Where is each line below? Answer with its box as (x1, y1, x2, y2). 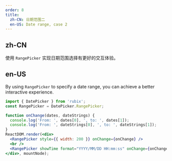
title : (5, 12, 19, 17)
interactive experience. (5, 89, 54, 95)
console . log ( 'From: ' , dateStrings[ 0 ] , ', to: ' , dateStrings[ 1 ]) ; (10, 122, 157, 128)
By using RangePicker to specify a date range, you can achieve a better (5, 83, 155, 89)
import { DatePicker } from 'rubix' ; (5, 99, 86, 104)
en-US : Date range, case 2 (10, 21, 68, 27)
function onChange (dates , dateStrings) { (5, 113, 95, 118)
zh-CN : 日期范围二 (10, 17, 45, 22)
